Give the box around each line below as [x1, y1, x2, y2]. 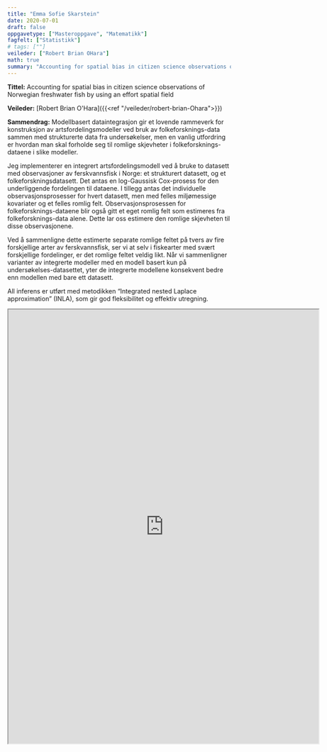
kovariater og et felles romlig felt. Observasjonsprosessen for [7, 199, 187, 208]
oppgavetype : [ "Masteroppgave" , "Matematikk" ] [7, 30, 148, 38]
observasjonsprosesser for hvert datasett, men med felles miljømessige [7, 191, 216, 200]
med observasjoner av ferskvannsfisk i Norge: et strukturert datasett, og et [7, 169, 226, 177]
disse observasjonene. [7, 221, 74, 230]
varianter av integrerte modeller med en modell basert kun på [7, 258, 187, 266]
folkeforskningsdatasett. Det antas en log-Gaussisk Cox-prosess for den [7, 176, 219, 185]
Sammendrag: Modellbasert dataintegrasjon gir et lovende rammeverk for [7, 118, 224, 126]
